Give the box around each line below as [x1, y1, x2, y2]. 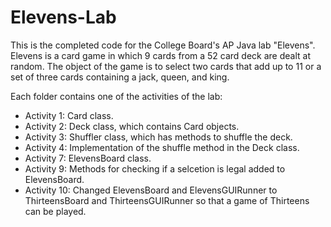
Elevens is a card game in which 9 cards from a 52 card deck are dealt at [10, 49, 311, 61]
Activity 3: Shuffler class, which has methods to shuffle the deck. [24, 131, 293, 143]
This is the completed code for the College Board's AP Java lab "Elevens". [10, 39, 316, 51]
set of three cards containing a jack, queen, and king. [10, 71, 230, 83]
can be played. [24, 205, 87, 217]
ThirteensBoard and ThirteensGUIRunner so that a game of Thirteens [24, 194, 310, 206]
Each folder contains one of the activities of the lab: [10, 90, 223, 102]
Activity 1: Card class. [24, 109, 114, 121]
